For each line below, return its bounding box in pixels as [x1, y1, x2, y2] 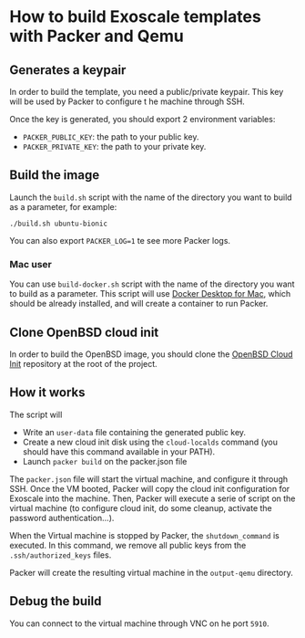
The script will [9, 409, 63, 420]
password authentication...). [9, 512, 115, 523]
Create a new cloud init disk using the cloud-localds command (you [22, 436, 279, 447]
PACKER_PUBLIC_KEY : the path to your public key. [22, 131, 199, 142]
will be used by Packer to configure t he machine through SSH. [9, 96, 246, 107]
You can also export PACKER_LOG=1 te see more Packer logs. [9, 235, 230, 246]
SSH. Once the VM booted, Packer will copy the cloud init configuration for [9, 483, 290, 494]
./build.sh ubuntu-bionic [9, 219, 107, 228]
